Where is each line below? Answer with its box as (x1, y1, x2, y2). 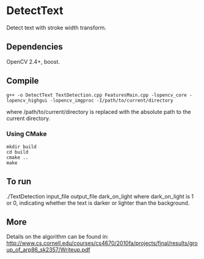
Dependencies (6, 42, 63, 52)
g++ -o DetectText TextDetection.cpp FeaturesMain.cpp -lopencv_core (6, 92, 188, 98)
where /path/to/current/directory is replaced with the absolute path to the (6, 108, 191, 115)
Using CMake (6, 130, 47, 138)
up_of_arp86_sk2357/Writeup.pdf (6, 246, 90, 253)
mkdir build (6, 143, 37, 150)
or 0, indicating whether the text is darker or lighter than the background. (6, 199, 190, 206)
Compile (6, 76, 39, 86)
